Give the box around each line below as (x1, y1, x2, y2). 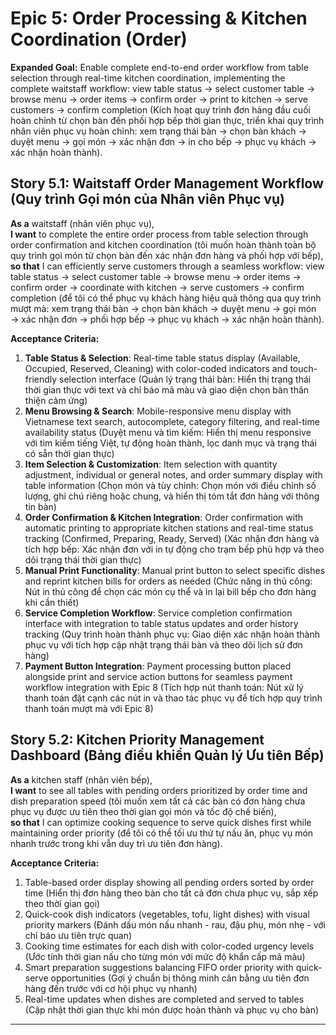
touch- (289, 362, 318, 374)
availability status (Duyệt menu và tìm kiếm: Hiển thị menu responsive (24, 426, 312, 438)
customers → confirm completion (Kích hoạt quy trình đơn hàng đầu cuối (10, 103, 311, 116)
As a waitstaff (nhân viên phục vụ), (10, 217, 155, 229)
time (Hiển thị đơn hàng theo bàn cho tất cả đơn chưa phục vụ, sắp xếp (24, 887, 319, 899)
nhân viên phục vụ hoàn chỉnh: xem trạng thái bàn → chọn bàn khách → (10, 125, 307, 137)
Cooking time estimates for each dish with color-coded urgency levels (24, 940, 315, 952)
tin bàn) (24, 500, 57, 512)
